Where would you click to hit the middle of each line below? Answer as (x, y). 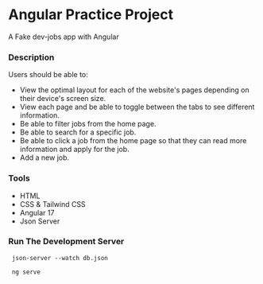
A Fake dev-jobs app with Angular (64, 37)
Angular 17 (37, 212)
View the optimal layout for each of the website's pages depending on (135, 90)
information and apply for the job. (74, 150)
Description (31, 57)
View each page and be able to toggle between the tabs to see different (137, 107)
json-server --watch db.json (60, 258)
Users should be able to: (48, 75)
